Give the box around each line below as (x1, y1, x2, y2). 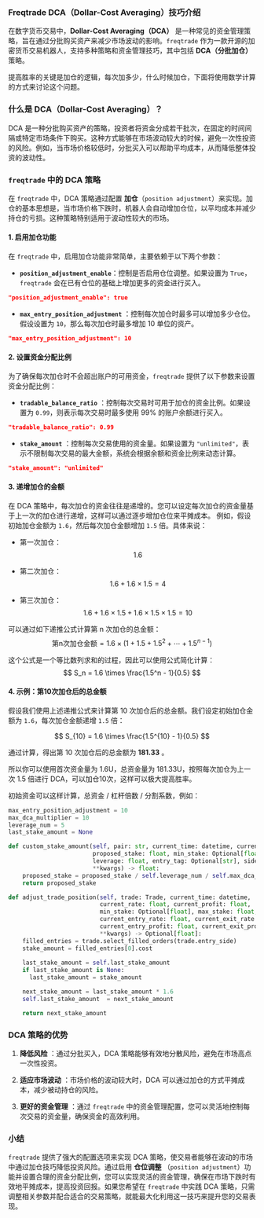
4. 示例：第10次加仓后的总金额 (8, 687, 108, 696)
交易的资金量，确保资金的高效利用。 (26, 1112, 144, 1121)
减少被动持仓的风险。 (33, 1085, 103, 1095)
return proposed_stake (22, 879, 97, 887)
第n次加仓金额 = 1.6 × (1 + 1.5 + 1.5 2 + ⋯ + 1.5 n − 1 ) (52, 637, 212, 648)
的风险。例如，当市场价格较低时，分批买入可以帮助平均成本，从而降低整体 (8, 143, 249, 152)
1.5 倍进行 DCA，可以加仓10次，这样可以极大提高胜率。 (16, 774, 196, 783)
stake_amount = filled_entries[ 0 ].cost (22, 945, 153, 952)
